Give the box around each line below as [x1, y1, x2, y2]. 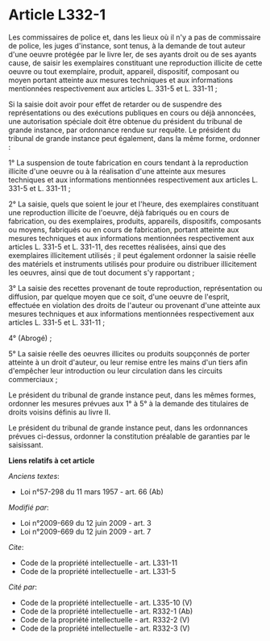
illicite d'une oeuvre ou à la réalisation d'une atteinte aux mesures [8, 166, 226, 176]
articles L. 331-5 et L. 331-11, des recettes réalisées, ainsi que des [8, 242, 226, 252]
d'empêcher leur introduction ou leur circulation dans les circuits [8, 365, 223, 376]
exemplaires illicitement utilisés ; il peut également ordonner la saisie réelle [8, 250, 256, 260]
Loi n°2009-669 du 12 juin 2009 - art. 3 [19, 518, 152, 527]
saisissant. [8, 439, 44, 449]
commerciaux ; [8, 374, 58, 384]
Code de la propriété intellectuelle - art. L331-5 [19, 566, 177, 576]
